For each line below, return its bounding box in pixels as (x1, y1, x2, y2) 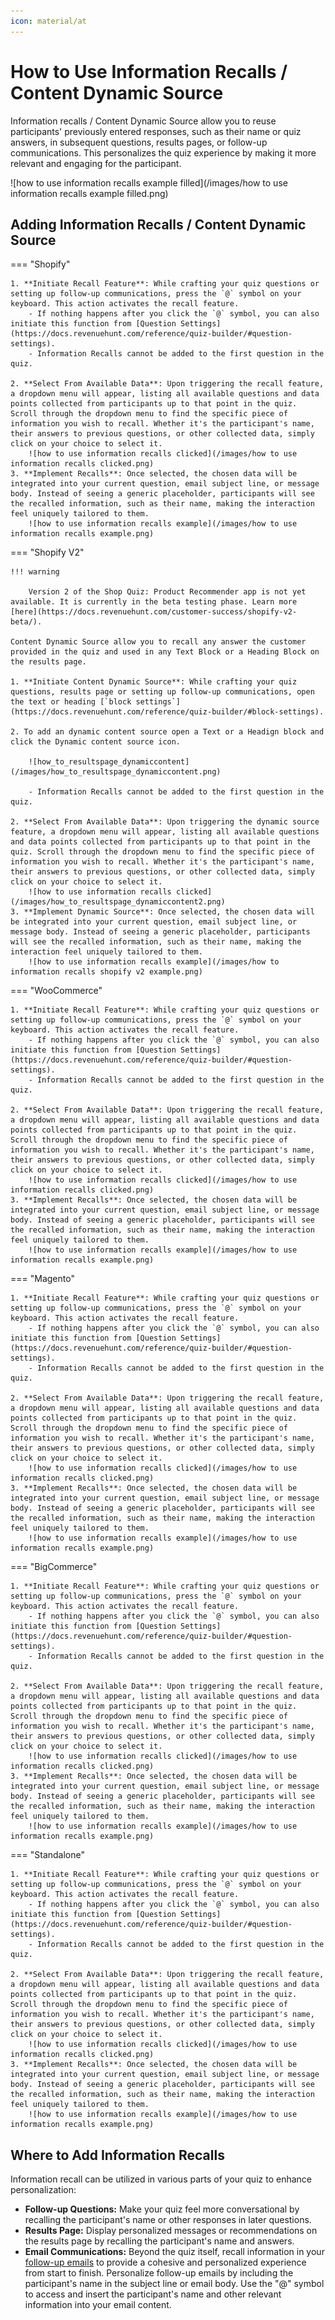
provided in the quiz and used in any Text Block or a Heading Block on (10, 647, 320, 657)
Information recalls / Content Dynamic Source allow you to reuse (10, 115, 277, 127)
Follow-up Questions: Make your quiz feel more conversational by (24, 2203, 300, 2215)
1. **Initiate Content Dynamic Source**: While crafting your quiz (10, 677, 298, 687)
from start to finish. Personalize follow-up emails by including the (24, 2267, 294, 2279)
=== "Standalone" (10, 1849, 85, 1861)
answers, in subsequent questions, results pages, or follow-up (10, 136, 268, 148)
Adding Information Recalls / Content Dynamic (10, 216, 307, 233)
